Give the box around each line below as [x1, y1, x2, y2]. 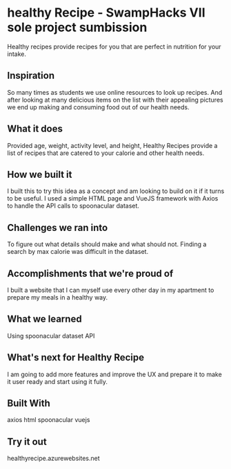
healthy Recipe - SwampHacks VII [7, 5, 205, 21]
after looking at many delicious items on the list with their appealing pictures [7, 95, 223, 104]
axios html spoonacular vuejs [7, 416, 90, 424]
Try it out [7, 436, 47, 448]
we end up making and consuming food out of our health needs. [7, 102, 190, 111]
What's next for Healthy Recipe [7, 351, 145, 364]
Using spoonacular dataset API [7, 331, 95, 340]
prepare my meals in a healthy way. [7, 293, 108, 302]
